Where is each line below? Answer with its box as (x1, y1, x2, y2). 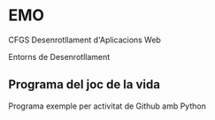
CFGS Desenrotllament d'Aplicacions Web (8, 34, 161, 45)
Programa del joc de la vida (8, 77, 161, 93)
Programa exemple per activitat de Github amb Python (8, 101, 207, 111)
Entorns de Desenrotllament (8, 51, 111, 62)
